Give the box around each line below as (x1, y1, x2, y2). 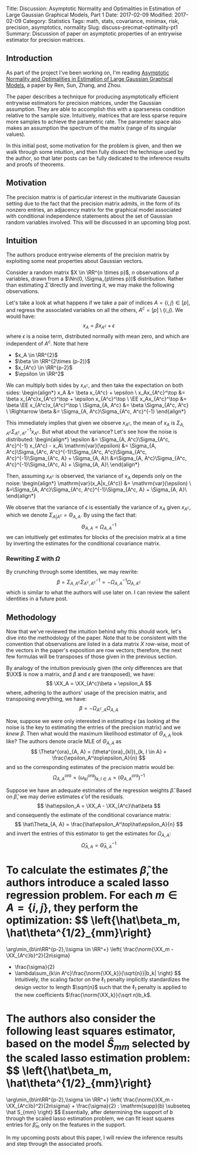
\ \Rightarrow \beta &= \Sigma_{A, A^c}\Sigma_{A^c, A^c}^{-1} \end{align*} (6, 408, 186, 415)
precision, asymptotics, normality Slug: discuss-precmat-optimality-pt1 (6, 24, 178, 31)
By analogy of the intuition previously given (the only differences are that (6, 665, 182, 671)
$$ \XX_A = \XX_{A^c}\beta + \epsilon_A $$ (46, 680, 152, 686)
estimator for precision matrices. (6, 37, 85, 43)
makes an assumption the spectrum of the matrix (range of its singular (6, 124, 176, 132)
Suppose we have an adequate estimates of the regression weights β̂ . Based (6, 787, 192, 794)
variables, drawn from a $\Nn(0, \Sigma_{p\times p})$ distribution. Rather (6, 275, 184, 282)
